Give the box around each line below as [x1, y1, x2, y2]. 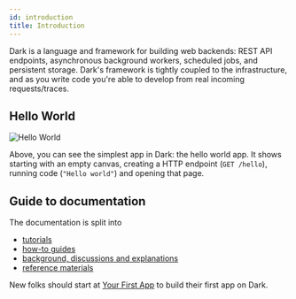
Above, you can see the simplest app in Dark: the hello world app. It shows [9, 149, 282, 160]
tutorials [21, 234, 52, 245]
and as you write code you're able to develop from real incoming [9, 73, 245, 84]
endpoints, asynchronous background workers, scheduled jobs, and [9, 55, 259, 65]
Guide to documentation [9, 194, 146, 209]
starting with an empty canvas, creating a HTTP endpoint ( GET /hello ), [9, 158, 268, 169]
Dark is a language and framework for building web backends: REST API [9, 45, 273, 56]
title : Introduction [9, 21, 86, 30]
